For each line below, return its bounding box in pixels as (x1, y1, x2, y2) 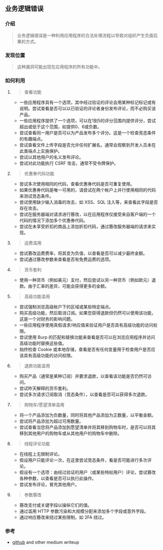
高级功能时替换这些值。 (19, 340, 67, 347)
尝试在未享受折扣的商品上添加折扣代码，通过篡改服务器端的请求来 (19, 223, 152, 230)
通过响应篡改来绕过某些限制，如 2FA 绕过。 (19, 514, 107, 520)
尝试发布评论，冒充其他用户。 (19, 481, 79, 488)
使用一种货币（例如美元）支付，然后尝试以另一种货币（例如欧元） (19, 277, 152, 283)
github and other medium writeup (12, 539, 79, 545)
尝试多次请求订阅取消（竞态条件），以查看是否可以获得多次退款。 (19, 391, 150, 398)
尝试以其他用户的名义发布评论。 (19, 154, 84, 160)
